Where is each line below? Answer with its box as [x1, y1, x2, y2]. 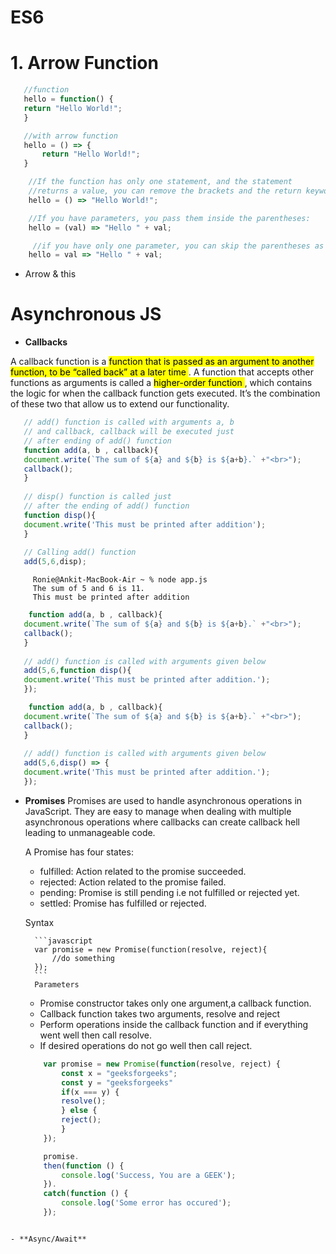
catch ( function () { [43, 1189, 129, 1199]
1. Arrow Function [10, 52, 159, 75]
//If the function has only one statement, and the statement [28, 177, 293, 187]
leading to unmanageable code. [24, 826, 156, 838]
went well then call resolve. [39, 1029, 153, 1041]
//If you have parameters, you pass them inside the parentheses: [28, 213, 311, 223]
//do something [51, 953, 115, 963]
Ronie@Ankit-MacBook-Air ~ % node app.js [32, 575, 208, 585]
